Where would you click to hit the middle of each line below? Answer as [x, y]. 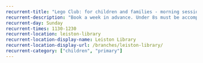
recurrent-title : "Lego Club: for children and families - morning [93, 12]
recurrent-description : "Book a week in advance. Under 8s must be [93, 17]
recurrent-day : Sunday [34, 23]
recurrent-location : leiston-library [53, 34]
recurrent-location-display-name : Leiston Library [71, 40]
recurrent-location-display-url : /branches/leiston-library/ [85, 46]
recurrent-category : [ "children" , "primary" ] [64, 51]
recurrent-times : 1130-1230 [41, 28]
